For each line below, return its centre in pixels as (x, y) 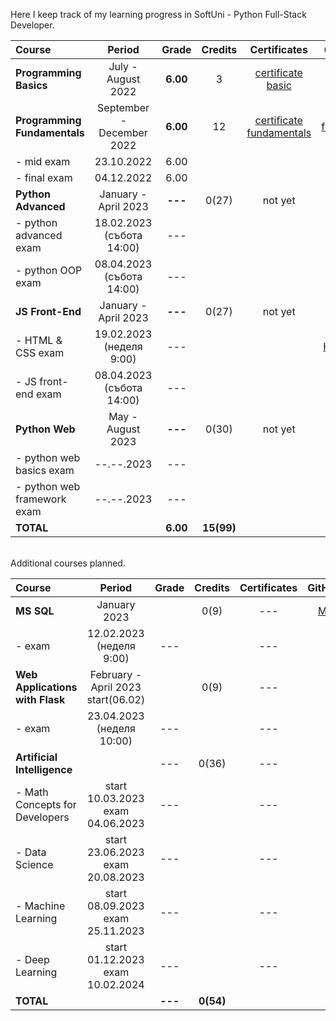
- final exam (44, 177)
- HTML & (39, 340)
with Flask (40, 699)
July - (123, 66)
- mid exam (43, 161)
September (123, 107)
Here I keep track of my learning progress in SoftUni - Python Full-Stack (158, 14)
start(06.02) (116, 699)
